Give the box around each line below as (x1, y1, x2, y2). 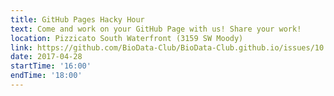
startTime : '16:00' (10, 61, 92, 71)
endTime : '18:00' (10, 71, 83, 81)
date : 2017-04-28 (10, 52, 83, 62)
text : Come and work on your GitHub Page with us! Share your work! (10, 24, 302, 34)
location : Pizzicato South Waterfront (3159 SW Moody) (10, 33, 244, 43)
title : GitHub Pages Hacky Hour (10, 14, 145, 25)
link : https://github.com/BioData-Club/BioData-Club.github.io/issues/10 (10, 42, 325, 53)
